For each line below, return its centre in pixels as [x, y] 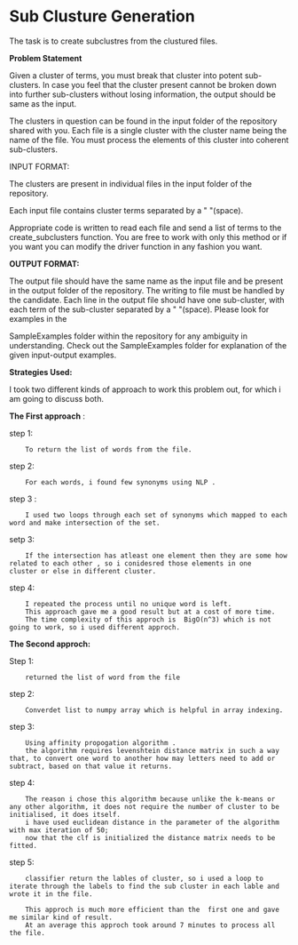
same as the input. [43, 103]
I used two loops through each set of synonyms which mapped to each [157, 515]
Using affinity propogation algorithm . [101, 743]
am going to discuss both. [57, 398]
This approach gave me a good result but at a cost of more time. [150, 612]
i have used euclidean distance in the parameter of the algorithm [152, 822]
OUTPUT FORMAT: [44, 263]
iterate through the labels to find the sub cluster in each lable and [144, 886]
